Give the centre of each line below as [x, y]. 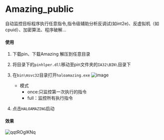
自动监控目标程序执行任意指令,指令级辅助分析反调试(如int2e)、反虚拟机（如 [82, 23]
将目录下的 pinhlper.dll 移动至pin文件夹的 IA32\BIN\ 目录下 [72, 65]
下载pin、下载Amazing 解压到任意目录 [51, 54]
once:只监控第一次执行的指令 [57, 92]
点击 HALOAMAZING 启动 [33, 109]
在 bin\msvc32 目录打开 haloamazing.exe [51, 75]
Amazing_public [40, 9]
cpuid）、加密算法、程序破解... [36, 30]
